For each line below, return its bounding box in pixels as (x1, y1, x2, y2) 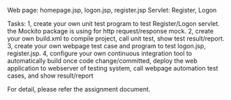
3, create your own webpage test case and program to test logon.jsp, (7, 42, 206, 50)
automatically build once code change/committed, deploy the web (7, 57, 198, 65)
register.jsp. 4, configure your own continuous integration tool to (7, 49, 193, 57)
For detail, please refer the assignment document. (7, 85, 151, 93)
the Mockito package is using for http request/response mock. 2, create (7, 27, 214, 35)
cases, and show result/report (7, 71, 94, 80)
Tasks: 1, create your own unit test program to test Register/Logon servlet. (7, 20, 220, 27)
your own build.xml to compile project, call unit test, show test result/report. (7, 34, 225, 43)
